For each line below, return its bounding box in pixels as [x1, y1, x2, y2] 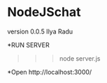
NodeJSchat [7, 4, 81, 20]
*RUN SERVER [7, 40, 50, 49]
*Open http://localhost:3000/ [7, 68, 92, 76]
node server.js [59, 54, 101, 63]
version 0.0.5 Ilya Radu [7, 27, 73, 36]
